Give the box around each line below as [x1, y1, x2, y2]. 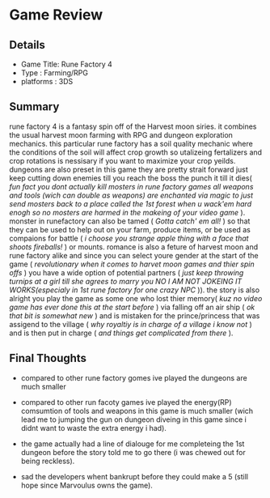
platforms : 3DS [20, 77, 74, 86]
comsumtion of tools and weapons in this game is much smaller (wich [20, 406, 254, 415]
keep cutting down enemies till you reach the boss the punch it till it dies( [9, 172, 253, 183]
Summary [9, 100, 60, 114]
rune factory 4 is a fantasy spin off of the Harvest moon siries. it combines [9, 121, 257, 131]
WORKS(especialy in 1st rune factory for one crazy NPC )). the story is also [9, 285, 260, 295]
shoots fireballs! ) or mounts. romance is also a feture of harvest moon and [9, 241, 259, 252]
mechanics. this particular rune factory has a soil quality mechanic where [9, 138, 253, 148]
